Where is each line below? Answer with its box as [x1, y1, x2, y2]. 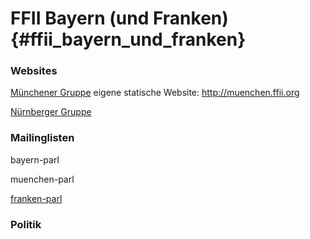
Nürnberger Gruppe [10, 106, 92, 118]
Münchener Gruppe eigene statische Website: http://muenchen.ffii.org [10, 87, 300, 99]
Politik [10, 217, 42, 231]
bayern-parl [10, 153, 60, 166]
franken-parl [10, 192, 63, 204]
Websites [10, 64, 58, 78]
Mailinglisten [10, 131, 75, 145]
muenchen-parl [10, 173, 75, 185]
